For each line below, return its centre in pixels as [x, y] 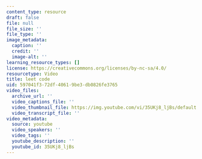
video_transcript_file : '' [46, 113]
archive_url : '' [32, 96]
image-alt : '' [29, 57]
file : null [20, 23]
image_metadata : [27, 40]
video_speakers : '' [36, 130]
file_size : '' [24, 29]
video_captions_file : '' [43, 102]
